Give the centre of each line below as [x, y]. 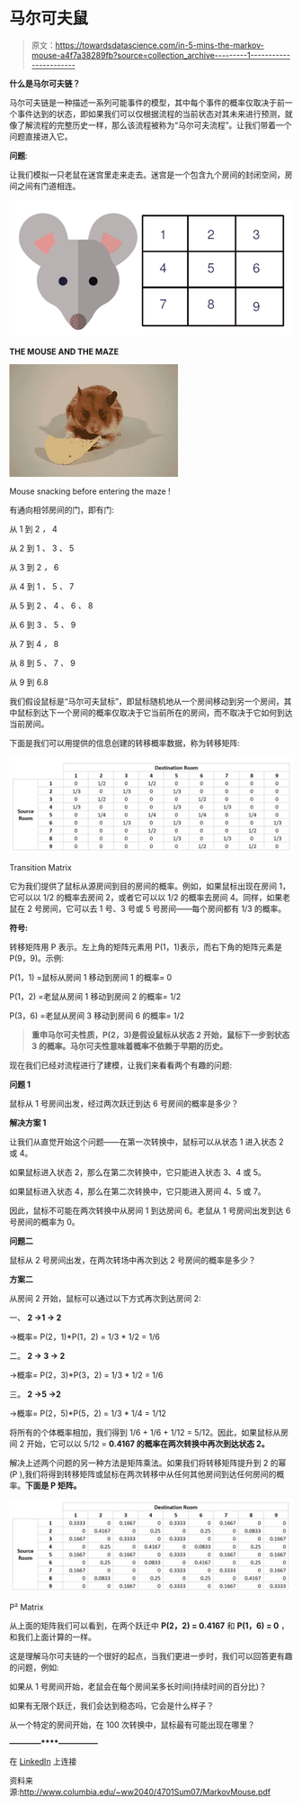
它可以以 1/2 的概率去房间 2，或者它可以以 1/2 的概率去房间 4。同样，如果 [146, 898]
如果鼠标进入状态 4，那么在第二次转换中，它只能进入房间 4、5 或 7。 [138, 1191]
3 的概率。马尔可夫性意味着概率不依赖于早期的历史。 [129, 1046]
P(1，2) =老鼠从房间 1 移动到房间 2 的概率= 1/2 [95, 997]
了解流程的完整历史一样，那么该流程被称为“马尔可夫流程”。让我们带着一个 [154, 125]
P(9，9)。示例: [37, 958]
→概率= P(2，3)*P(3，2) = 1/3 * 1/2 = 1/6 [86, 1375]
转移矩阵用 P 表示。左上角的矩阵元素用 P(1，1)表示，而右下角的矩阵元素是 [146, 947]
